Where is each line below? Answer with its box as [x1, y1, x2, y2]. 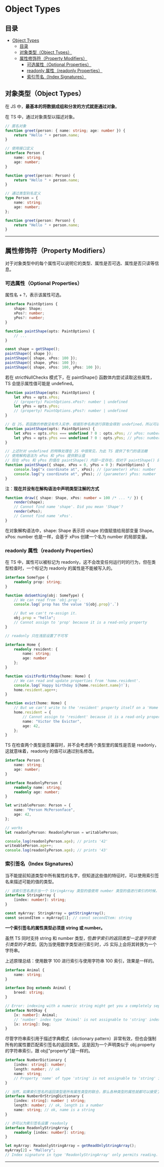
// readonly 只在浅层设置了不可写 [5, 633, 68, 638]
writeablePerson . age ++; [5, 843, 54, 848]
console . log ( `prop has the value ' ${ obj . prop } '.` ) [14, 602, 119, 607]
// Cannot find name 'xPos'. [14, 514, 73, 519]
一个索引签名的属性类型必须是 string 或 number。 [5, 925, 105, 931]
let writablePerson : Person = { [5, 803, 71, 808]
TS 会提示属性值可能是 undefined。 [5, 380, 77, 386]
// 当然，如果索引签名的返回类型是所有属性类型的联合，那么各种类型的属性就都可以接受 [5, 1089, 157, 1094]
